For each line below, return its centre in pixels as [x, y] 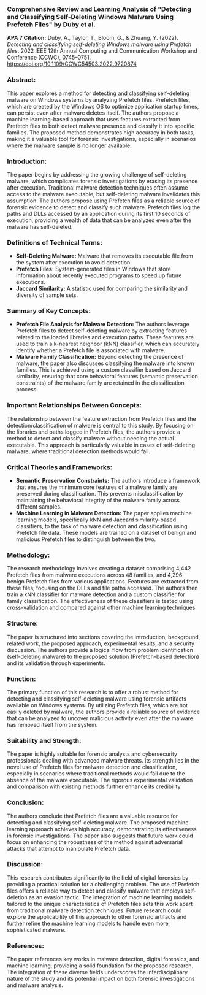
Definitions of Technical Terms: [55, 242]
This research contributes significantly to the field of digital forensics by [98, 878]
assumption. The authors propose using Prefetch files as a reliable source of [103, 201]
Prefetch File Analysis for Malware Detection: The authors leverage [102, 325]
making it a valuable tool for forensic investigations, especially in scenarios [101, 139]
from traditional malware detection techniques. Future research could [94, 910]
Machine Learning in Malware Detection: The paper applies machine [104, 513]
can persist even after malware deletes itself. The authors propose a [93, 113]
